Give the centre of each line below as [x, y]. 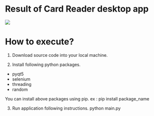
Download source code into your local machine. [60, 55]
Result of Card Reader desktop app [77, 9]
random [20, 89]
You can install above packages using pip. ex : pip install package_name [77, 99]
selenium [21, 79]
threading [22, 84]
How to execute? [40, 42]
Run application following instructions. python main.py [66, 108]
